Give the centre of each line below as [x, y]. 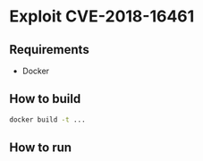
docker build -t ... [48, 119]
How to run [41, 148]
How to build [45, 99]
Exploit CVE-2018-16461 [102, 17]
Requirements [49, 50]
